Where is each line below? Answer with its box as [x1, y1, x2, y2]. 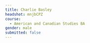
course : [5, 16, 21, 21]
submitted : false [5, 30, 41, 35]
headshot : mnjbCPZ [5, 12, 43, 17]
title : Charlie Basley [5, 7, 52, 12]
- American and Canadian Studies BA [9, 21, 85, 26]
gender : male [5, 26, 32, 31]
